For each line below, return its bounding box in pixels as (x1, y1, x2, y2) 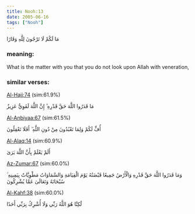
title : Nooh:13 (6, 8, 44, 15)
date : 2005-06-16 (6, 14, 49, 20)
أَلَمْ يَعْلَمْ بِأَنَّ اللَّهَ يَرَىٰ (6, 149, 51, 156)
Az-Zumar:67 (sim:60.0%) (6, 160, 69, 167)
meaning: (6, 50, 34, 58)
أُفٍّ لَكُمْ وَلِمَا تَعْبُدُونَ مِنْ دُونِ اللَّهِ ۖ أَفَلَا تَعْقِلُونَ (6, 125, 101, 132)
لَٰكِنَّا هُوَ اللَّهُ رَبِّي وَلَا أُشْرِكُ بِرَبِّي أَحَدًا (6, 200, 82, 208)
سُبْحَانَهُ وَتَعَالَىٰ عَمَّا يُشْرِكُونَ (6, 178, 65, 185)
